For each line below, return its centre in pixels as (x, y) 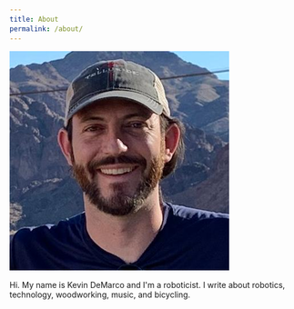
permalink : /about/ (46, 29)
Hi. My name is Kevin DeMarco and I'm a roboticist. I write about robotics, (147, 284)
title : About (34, 19)
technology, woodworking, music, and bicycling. (100, 294)
